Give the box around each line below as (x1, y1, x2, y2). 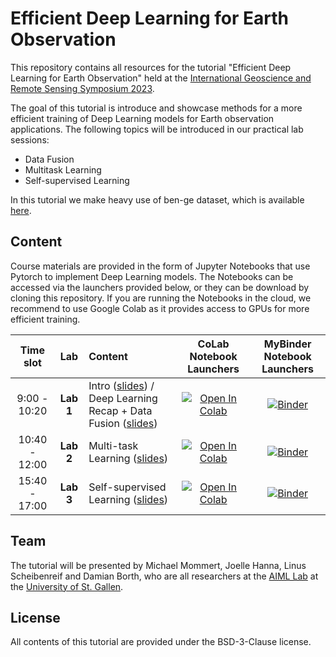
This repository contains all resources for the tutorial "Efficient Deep (10, 61, 292, 73)
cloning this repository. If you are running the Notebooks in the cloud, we (10, 292, 312, 304)
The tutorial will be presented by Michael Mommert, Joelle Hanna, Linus (10, 559, 307, 571)
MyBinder (263, 337, 312, 351)
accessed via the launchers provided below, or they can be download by (10, 281, 310, 293)
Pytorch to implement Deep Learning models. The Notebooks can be (10, 270, 294, 282)
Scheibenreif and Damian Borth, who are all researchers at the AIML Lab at (10, 570, 319, 582)
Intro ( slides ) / (88, 378, 155, 392)
